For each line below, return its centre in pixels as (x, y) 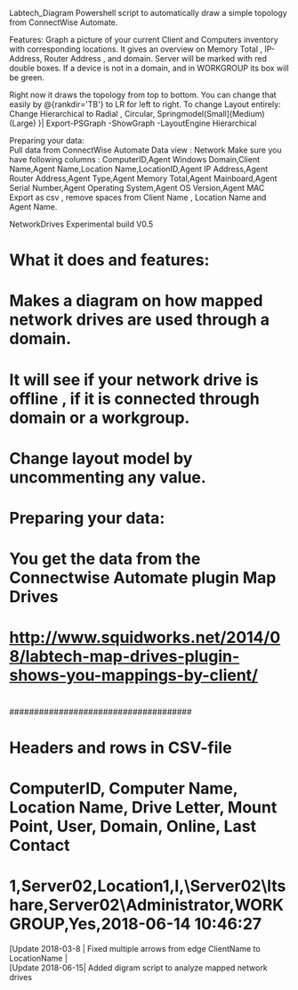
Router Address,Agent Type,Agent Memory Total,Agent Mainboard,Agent (143, 178)
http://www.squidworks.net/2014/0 (145, 638)
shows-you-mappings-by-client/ (133, 676)
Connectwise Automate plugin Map (143, 578)
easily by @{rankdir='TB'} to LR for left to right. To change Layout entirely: (145, 104)
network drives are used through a (139, 320)
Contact (40, 845)
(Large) (23, 123)
